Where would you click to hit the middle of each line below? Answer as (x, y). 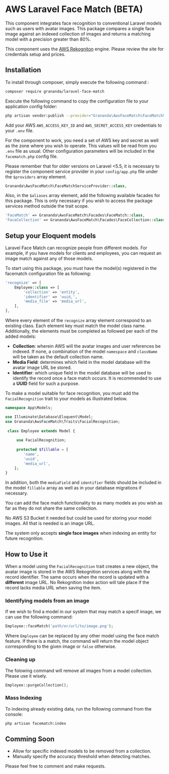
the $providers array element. (36, 176)
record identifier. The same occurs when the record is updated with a (77, 577)
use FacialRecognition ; (41, 440)
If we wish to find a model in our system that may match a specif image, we (83, 612)
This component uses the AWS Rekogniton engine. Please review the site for (84, 49)
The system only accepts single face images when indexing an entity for (81, 533)
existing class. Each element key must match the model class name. (75, 326)
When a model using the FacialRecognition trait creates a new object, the (82, 566)
